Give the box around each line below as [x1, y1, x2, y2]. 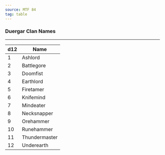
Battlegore [22, 62, 46, 69]
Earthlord [22, 78, 43, 85]
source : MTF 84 [5, 7, 36, 12]
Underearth [22, 142, 49, 149]
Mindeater [22, 102, 46, 108]
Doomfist [22, 70, 43, 77]
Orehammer [22, 118, 50, 125]
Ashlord [22, 54, 40, 61]
